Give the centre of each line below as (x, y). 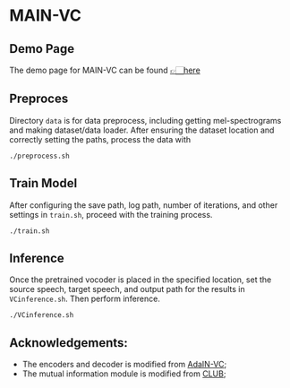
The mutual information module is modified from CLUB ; (124, 374)
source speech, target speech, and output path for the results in (127, 289)
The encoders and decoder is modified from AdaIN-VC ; (124, 365)
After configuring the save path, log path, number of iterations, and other (144, 205)
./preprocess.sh (39, 156)
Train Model (43, 183)
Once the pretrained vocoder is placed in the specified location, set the (141, 280)
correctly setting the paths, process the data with (100, 139)
